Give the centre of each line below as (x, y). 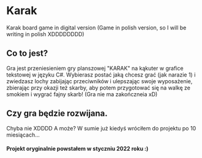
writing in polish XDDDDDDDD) (45, 34)
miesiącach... (23, 135)
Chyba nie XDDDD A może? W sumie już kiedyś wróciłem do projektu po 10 (101, 128)
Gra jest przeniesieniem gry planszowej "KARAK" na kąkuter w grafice (95, 68)
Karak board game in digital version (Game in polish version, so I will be (96, 28)
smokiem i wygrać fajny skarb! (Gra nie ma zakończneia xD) (82, 94)
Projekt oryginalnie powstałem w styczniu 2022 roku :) (77, 149)
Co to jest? (27, 54)
